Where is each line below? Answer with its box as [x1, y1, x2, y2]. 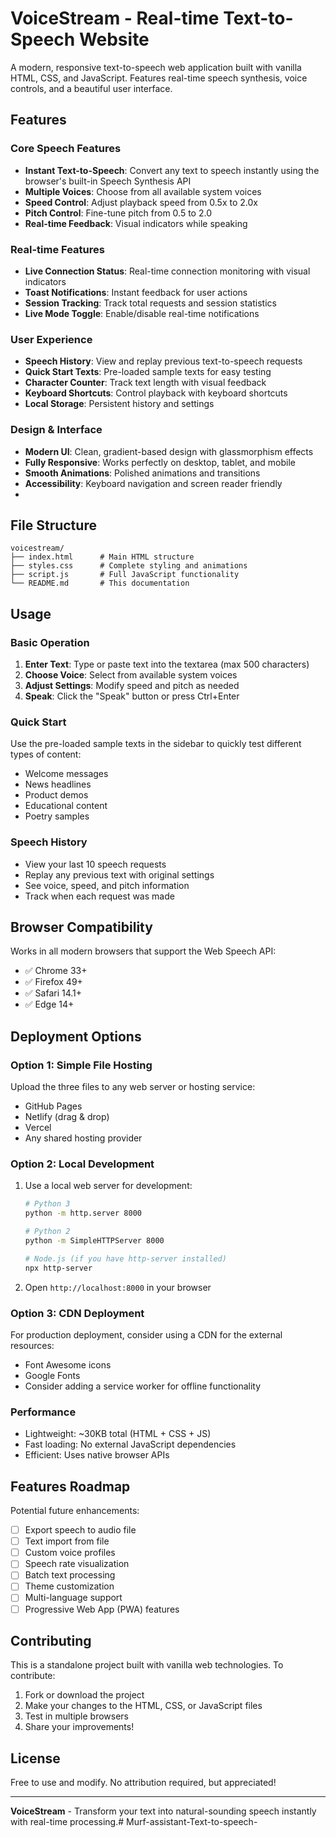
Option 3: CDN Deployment [10, 1306, 145, 1320]
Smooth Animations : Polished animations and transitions [24, 467, 261, 479]
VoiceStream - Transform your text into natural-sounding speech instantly [10, 1805, 317, 1817]
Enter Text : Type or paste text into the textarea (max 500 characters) [24, 658, 310, 671]
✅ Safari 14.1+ [24, 987, 83, 999]
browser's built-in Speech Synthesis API [24, 175, 192, 187]
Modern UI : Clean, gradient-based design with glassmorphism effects [24, 445, 314, 457]
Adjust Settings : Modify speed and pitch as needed [24, 680, 240, 692]
